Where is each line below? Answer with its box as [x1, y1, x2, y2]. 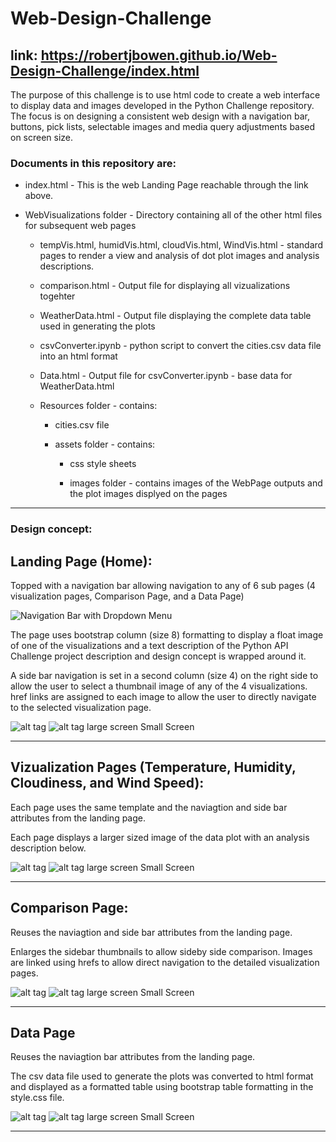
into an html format [39, 350, 118, 362]
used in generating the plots [39, 320, 156, 332]
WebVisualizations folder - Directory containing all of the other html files [24, 209, 323, 221]
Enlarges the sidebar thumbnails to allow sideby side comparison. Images [10, 945, 313, 957]
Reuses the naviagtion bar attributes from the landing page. [10, 1051, 256, 1063]
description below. [10, 842, 87, 854]
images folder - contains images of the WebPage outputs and [69, 477, 323, 489]
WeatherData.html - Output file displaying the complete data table [39, 310, 312, 322]
